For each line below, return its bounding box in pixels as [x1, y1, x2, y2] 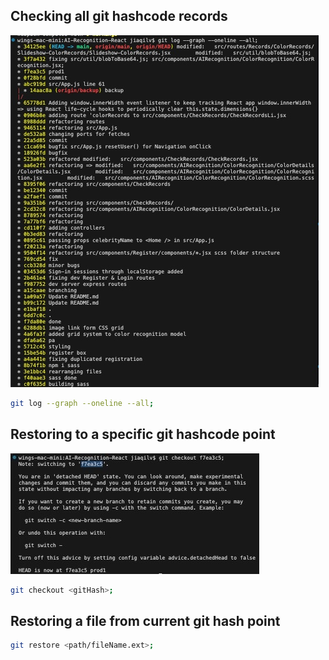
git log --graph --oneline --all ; [10, 398, 155, 408]
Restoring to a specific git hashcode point [10, 426, 276, 443]
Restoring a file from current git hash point [10, 612, 281, 629]
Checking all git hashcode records [10, 8, 228, 25]
